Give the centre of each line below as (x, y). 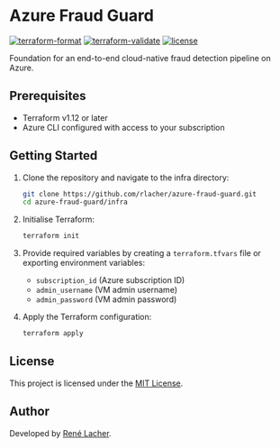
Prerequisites (48, 96)
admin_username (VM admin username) (107, 290)
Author (29, 411)
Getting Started (54, 155)
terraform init (51, 236)
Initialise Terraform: (58, 219)
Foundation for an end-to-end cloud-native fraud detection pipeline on (140, 58)
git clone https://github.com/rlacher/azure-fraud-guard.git (140, 194)
